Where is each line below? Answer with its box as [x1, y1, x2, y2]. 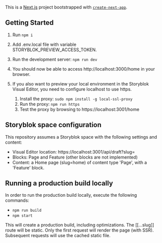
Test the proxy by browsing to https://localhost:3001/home [19, 106, 140, 112]
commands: [5, 197, 30, 203]
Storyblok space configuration [5, 121, 102, 129]
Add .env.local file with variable [12, 41, 77, 47]
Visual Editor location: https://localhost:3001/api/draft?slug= [12, 149, 135, 155]
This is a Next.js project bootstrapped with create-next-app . [5, 4, 128, 10]
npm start [12, 213, 33, 218]
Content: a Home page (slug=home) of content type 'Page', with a [12, 159, 147, 165]
